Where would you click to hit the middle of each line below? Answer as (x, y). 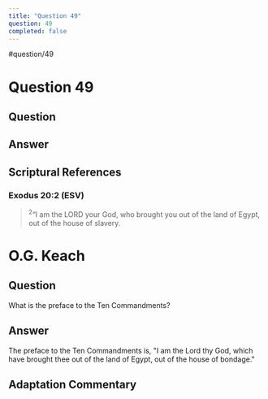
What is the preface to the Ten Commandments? (89, 305)
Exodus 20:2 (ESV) (46, 195)
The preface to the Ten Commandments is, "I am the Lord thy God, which (131, 350)
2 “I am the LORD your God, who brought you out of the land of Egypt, (144, 214)
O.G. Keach (47, 256)
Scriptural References (65, 172)
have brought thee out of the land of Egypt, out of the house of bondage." (132, 359)
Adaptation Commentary (72, 384)
